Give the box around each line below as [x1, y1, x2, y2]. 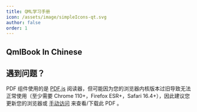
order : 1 [6, 25, 28, 31]
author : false [6, 19, 41, 25]
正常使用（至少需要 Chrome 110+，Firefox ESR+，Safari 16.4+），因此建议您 [6, 93, 191, 100]
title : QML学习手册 [6, 8, 51, 15]
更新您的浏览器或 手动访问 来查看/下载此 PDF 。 [6, 100, 123, 107]
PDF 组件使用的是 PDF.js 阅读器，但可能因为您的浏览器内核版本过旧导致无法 [6, 85, 191, 92]
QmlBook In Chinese [6, 47, 83, 57]
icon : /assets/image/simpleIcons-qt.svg [6, 14, 107, 20]
